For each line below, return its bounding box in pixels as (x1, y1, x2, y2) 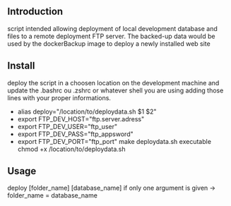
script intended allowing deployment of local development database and (7, 24, 218, 32)
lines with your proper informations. (7, 93, 112, 102)
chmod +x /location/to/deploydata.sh (17, 145, 126, 153)
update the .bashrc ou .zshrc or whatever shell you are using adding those (7, 86, 224, 95)
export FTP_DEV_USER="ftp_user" (17, 122, 118, 131)
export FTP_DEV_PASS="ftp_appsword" (17, 130, 134, 138)
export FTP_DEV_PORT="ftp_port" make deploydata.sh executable (17, 137, 212, 145)
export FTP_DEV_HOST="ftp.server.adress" (17, 114, 145, 123)
